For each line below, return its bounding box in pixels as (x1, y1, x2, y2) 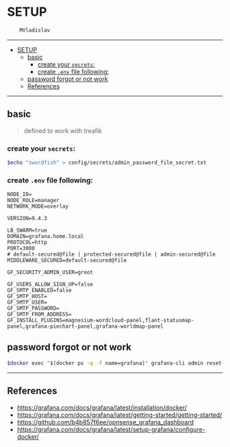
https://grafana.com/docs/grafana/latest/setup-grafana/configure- (16, 425, 205, 433)
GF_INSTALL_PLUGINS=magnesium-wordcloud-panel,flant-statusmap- (7, 317, 194, 324)
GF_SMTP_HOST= (7, 293, 48, 300)
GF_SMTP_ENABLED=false (7, 287, 72, 294)
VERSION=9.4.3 (7, 215, 48, 222)
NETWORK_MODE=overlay (7, 203, 69, 210)
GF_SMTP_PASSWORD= (7, 305, 60, 312)
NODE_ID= (7, 191, 32, 198)
